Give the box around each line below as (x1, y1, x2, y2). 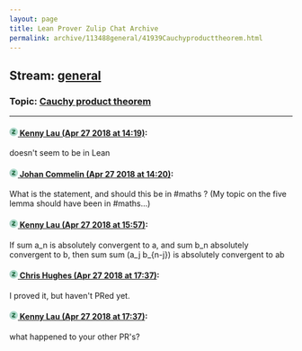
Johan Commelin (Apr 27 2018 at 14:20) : (19, 168, 173, 179)
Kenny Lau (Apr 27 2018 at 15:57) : (19, 220, 148, 230)
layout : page (9, 14, 58, 23)
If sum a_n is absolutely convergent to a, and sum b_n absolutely (9, 239, 249, 250)
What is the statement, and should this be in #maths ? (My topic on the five (9, 189, 288, 200)
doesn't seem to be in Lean (9, 148, 111, 158)
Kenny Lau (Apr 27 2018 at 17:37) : (19, 311, 148, 322)
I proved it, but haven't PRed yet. (9, 290, 130, 301)
